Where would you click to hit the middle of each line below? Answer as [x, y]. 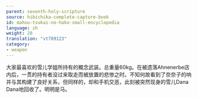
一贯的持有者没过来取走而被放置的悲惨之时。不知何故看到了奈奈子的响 [106, 75]
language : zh [22, 28]
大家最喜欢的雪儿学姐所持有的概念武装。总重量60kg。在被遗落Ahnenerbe [95, 67]
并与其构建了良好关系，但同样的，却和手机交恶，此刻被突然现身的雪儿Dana [98, 82]
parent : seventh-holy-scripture [46, 11]
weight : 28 [19, 33]
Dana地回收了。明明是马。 [38, 89]
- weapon [17, 50]
